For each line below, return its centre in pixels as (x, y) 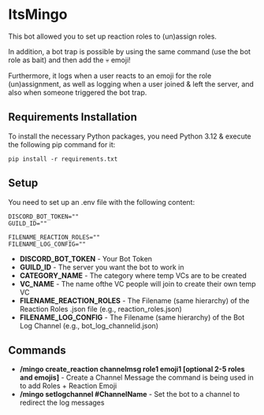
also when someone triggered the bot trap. (78, 92)
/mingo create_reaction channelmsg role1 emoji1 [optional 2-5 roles (132, 369)
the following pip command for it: (62, 144)
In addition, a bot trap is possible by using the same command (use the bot (129, 51)
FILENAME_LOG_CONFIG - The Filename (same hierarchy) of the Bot (132, 317)
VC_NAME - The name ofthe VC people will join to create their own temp (138, 283)
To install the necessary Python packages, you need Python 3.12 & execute (130, 136)
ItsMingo (38, 15)
